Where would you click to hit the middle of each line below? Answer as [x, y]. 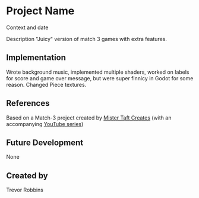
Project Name [40, 11]
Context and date [27, 27]
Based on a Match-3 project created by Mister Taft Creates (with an [89, 118]
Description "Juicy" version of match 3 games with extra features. [87, 39]
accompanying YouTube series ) [45, 124]
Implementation [36, 58]
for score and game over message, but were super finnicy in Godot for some [100, 78]
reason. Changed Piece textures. [46, 84]
